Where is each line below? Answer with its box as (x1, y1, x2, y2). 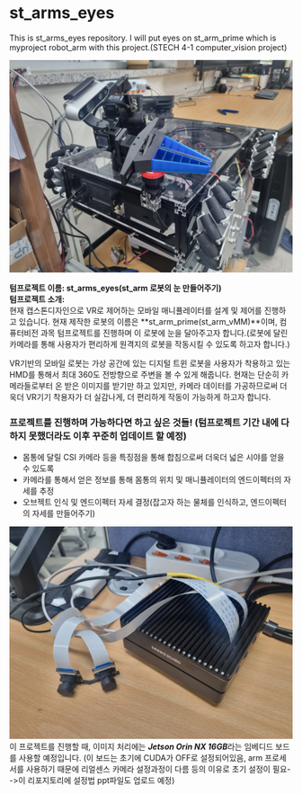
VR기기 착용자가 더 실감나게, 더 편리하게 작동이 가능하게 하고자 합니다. (25, 391, 271, 402)
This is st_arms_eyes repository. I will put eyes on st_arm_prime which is (9, 32, 277, 43)
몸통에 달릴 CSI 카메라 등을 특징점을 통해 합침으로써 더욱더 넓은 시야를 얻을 (22, 452, 285, 463)
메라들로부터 (9, 380, 54, 391)
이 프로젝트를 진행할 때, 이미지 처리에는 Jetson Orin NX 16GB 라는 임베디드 (9, 741, 274, 753)
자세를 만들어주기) (31, 508, 96, 519)
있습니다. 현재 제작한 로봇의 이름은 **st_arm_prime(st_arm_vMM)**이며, (18, 316, 278, 326)
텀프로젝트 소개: (9, 293, 66, 304)
